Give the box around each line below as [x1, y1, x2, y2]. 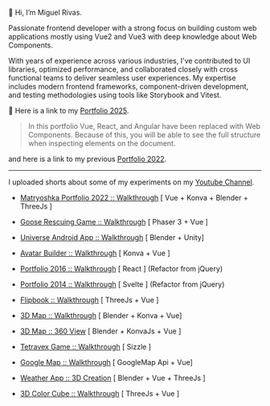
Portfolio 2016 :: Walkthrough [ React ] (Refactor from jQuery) [19, 264, 223, 273]
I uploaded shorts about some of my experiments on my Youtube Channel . [8, 177, 255, 187]
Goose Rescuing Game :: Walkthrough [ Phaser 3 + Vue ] [19, 217, 209, 226]
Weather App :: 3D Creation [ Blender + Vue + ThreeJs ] [19, 373, 207, 383]
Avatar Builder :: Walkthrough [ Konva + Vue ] [19, 248, 170, 258]
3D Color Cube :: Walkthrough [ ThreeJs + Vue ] [19, 389, 180, 398]
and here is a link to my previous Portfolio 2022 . [8, 154, 167, 164]
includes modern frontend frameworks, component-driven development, [8, 81, 249, 91]
